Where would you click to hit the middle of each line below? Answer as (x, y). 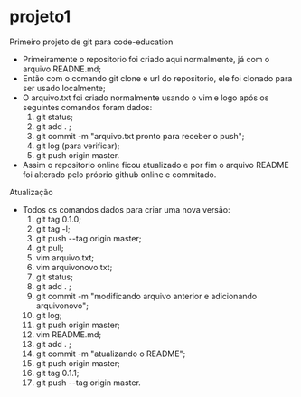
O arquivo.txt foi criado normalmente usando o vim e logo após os (146, 98)
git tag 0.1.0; (58, 219)
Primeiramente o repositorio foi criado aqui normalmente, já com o (146, 59)
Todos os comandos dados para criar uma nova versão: (126, 209)
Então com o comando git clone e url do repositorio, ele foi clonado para (157, 78)
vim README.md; (69, 334)
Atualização (31, 192)
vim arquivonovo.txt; (74, 267)
